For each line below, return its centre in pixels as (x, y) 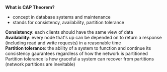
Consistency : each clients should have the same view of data (69, 32)
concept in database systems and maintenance (61, 17)
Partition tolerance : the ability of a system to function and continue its (78, 48)
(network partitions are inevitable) (40, 64)
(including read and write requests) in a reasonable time (63, 43)
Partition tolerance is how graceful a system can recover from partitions (80, 59)
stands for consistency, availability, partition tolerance (68, 22)
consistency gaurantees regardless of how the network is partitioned (77, 53)
